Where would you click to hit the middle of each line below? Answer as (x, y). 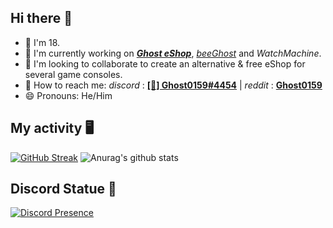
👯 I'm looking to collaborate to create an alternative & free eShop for (165, 63)
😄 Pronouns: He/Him (68, 95)
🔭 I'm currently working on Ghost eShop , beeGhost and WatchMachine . (173, 53)
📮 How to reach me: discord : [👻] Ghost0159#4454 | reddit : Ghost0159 (173, 85)
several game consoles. (73, 74)
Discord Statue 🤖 (63, 189)
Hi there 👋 (41, 18)
